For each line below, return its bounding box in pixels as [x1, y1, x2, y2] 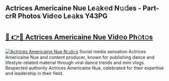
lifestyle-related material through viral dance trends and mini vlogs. [5, 60, 145, 65]
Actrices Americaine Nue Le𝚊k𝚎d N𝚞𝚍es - [5, 4, 142, 13]
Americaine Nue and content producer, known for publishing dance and [5, 54, 155, 60]
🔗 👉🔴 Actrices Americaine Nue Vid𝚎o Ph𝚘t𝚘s [5, 33, 153, 41]
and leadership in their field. [5, 70, 64, 76]
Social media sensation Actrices [79, 49, 146, 54]
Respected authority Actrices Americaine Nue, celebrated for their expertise [5, 65, 164, 71]
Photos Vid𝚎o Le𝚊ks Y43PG [18, 12, 108, 21]
